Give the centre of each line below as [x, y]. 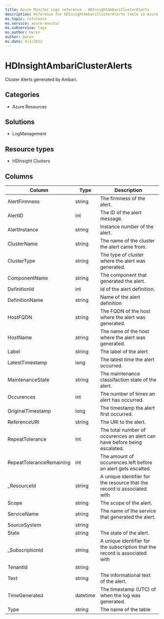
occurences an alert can [128, 436]
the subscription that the [128, 547]
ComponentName [28, 278]
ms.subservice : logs [26, 28]
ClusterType [21, 261]
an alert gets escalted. [125, 469]
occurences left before [126, 462]
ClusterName [23, 244]
